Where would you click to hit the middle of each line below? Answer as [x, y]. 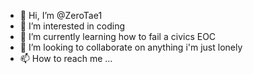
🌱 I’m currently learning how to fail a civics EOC [118, 36]
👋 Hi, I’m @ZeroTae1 [61, 15]
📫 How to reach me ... [66, 58]
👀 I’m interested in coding [72, 26]
